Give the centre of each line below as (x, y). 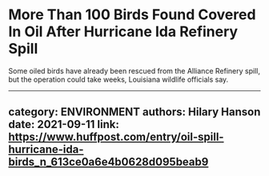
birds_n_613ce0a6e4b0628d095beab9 (108, 162)
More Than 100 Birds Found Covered (132, 15)
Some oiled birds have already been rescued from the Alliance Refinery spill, (134, 70)
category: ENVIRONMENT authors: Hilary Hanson (134, 112)
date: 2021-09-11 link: (64, 124)
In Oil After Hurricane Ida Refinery (123, 32)
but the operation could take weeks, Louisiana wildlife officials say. (118, 79)
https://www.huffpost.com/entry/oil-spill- (116, 137)
